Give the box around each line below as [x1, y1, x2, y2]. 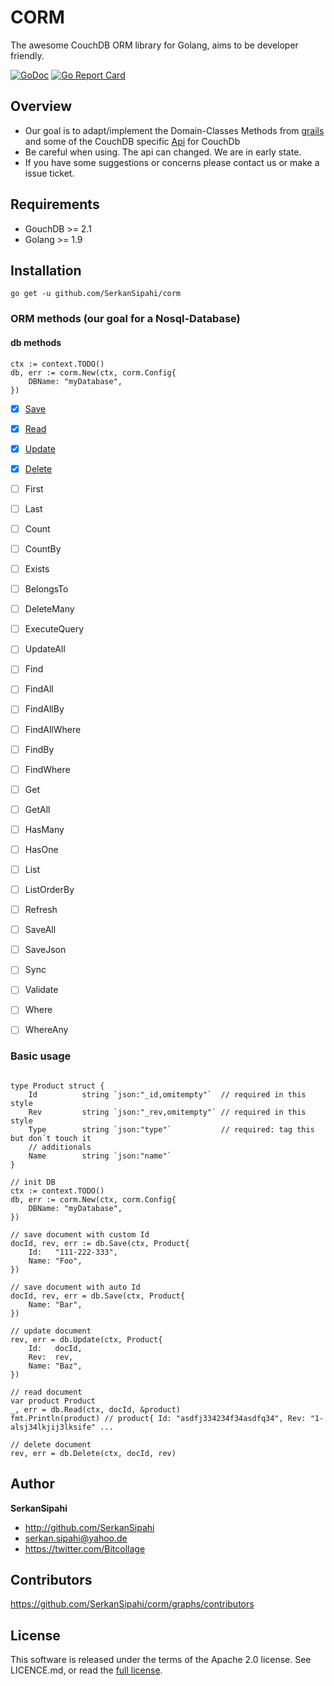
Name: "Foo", [28, 1256, 83, 1266]
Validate [24, 984, 59, 996]
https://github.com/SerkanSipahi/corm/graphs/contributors [10, 1598, 255, 1610]
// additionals [28, 1142, 92, 1152]
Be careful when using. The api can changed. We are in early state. [24, 146, 302, 158]
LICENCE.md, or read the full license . [10, 1664, 163, 1676]
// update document [10, 1326, 92, 1336]
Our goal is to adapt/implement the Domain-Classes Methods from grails [24, 124, 325, 136]
